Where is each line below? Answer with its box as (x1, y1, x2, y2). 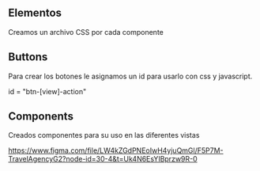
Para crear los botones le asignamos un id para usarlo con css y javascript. (8, 71, 253, 81)
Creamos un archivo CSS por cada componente (8, 27, 164, 36)
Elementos (8, 6, 62, 20)
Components (8, 110, 73, 123)
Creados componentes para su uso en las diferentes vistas (8, 131, 200, 140)
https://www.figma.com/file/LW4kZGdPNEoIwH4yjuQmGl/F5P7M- (8, 146, 224, 155)
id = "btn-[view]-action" (8, 86, 87, 96)
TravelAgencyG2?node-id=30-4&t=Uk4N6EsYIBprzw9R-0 (8, 154, 198, 164)
